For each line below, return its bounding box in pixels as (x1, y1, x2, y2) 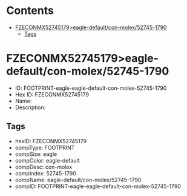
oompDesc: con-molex (15, 163, 73, 171)
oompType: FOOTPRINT (15, 144, 75, 151)
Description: (15, 104, 46, 111)
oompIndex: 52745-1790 (15, 169, 77, 177)
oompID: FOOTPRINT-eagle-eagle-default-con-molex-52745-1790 (15, 183, 182, 190)
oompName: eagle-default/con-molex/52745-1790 (15, 176, 142, 183)
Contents (6, 4, 54, 18)
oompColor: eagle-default (15, 157, 80, 164)
